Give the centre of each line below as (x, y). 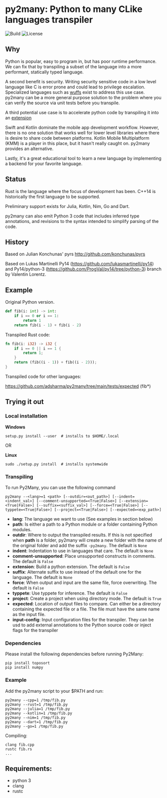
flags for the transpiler (35, 630)
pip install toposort (28, 663)
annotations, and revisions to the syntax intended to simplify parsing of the (82, 221)
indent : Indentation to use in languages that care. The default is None (83, 551)
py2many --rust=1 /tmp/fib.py (37, 704)
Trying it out (24, 402)
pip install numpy (24, 668)
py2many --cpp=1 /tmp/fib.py (35, 700)
